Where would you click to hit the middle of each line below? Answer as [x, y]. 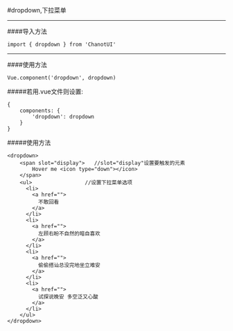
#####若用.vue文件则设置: [45, 91]
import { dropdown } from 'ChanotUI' [62, 44]
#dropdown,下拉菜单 [37, 10]
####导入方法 [27, 31]
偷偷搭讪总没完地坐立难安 [69, 265]
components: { [40, 111]
